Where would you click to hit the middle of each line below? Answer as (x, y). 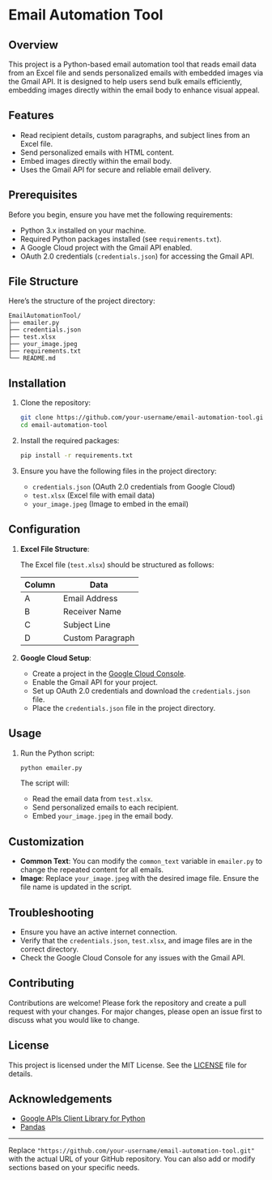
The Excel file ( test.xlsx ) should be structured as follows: (117, 564)
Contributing (41, 983)
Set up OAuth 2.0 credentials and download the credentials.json (141, 690)
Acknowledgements (60, 1099)
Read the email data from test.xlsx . (93, 799)
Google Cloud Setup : (55, 657)
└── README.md (32, 358)
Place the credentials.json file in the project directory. (124, 708)
